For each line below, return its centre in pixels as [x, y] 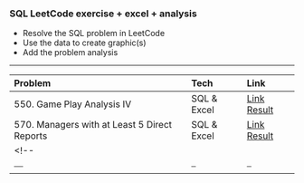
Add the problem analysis [70, 53]
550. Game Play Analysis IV [73, 104]
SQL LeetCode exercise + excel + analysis [103, 14]
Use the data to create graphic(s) [84, 43]
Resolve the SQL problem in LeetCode [94, 34]
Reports [31, 136]
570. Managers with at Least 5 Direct [93, 125]
